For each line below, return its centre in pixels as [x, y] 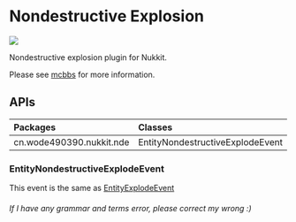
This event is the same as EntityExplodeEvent [92, 188]
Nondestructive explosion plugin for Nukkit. [88, 57]
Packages [35, 127]
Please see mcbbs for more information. [82, 74]
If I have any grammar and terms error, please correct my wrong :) [130, 208]
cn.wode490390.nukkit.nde [72, 142]
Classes [156, 127]
